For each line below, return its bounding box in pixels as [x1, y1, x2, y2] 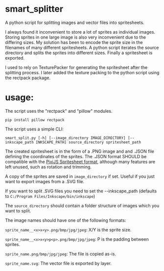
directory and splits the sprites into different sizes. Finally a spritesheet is [5, 50, 153, 56]
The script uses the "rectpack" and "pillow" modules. [5, 108, 113, 114]
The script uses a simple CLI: [5, 126, 64, 132]
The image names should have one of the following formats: [5, 217, 126, 223]
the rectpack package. [5, 75, 50, 81]
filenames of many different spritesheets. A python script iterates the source [5, 44, 159, 50]
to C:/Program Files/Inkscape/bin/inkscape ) [5, 193, 95, 199]
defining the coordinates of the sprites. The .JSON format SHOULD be [5, 153, 147, 159]
